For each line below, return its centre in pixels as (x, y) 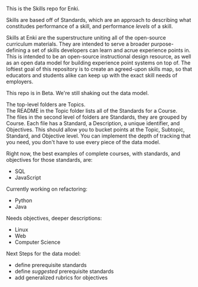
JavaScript (28, 177)
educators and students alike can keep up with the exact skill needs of (92, 75)
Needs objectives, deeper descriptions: (54, 218)
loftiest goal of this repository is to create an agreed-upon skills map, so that (99, 69)
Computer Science (38, 242)
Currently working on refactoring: (47, 189)
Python (23, 200)
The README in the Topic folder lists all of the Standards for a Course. (92, 111)
